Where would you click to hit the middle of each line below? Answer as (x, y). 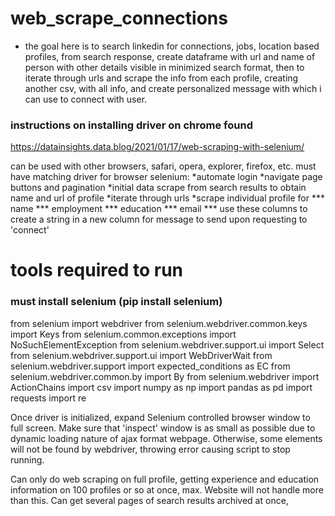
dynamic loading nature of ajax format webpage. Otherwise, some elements (166, 438)
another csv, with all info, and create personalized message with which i (173, 88)
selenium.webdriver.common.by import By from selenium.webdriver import (165, 376)
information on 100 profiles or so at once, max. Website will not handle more (167, 489)
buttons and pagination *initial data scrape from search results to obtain (158, 188)
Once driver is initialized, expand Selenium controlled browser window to (160, 417)
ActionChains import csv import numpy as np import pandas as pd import (161, 387)
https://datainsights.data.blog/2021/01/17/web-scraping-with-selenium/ (157, 147)
